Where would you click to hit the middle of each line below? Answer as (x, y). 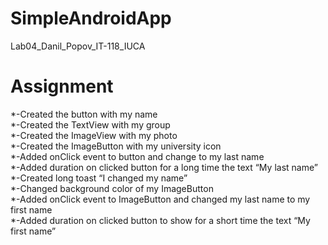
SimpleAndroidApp (91, 18)
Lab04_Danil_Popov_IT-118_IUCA (78, 46)
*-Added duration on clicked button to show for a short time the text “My (160, 220)
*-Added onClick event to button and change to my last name (137, 156)
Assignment (62, 86)
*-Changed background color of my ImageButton (112, 188)
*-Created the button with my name (84, 114)
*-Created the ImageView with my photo (94, 135)
